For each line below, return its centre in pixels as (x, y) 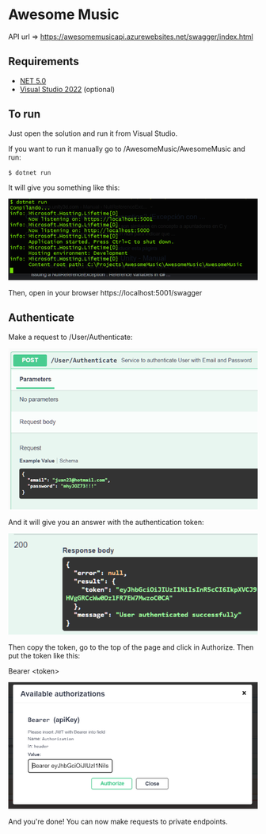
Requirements (44, 62)
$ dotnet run (30, 172)
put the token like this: (44, 655)
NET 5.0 (33, 80)
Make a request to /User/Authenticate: (70, 337)
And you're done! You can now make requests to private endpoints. (118, 822)
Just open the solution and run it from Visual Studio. (93, 133)
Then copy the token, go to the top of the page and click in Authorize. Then (131, 647)
